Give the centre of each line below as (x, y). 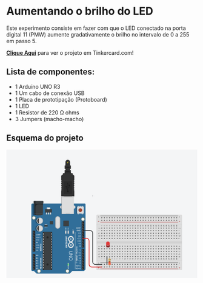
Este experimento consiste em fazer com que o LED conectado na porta (96, 28)
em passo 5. (22, 41)
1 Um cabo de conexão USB (50, 93)
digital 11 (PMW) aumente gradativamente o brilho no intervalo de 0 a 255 (98, 34)
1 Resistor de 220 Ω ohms (47, 112)
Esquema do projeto (45, 138)
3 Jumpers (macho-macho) (49, 119)
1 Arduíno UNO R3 (38, 86)
